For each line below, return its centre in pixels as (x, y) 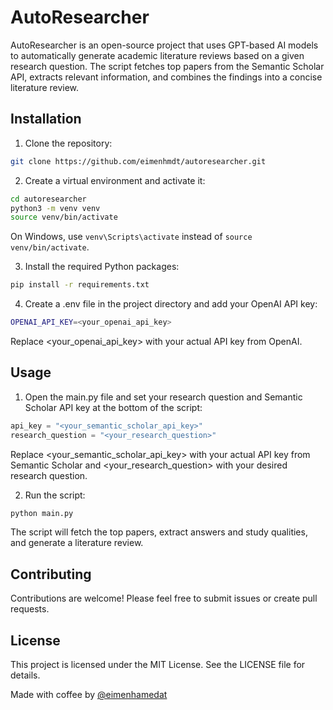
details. (25, 675)
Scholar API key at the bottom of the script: (113, 407)
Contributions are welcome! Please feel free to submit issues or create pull (164, 598)
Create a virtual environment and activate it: (115, 180)
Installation (46, 119)
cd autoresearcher (48, 199)
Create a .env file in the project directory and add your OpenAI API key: (171, 304)
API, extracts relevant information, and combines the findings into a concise (166, 77)
